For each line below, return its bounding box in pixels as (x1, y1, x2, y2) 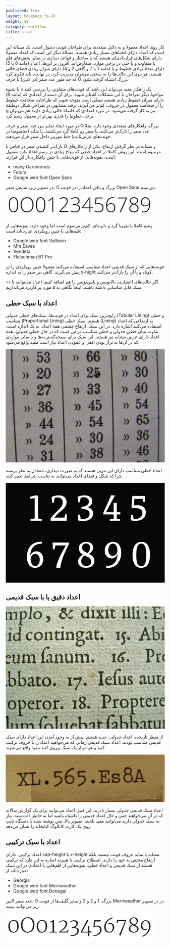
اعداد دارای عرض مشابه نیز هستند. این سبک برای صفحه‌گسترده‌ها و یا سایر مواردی (6, 334, 160, 340)
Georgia (13, 877, 30, 883)
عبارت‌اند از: (6, 867, 28, 873)
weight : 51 (6, 19, 29, 24)
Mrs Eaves (13, 243, 35, 249)
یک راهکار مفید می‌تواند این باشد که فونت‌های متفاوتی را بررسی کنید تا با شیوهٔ (6, 86, 152, 92)
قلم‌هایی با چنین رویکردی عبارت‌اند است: (6, 228, 81, 234)
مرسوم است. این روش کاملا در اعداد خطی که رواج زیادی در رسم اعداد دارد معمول (6, 149, 161, 155)
